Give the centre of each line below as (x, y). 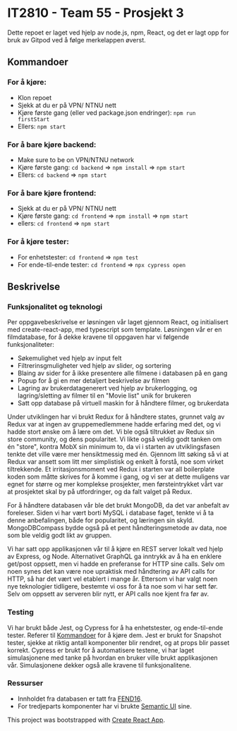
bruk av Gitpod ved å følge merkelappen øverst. (77, 39)
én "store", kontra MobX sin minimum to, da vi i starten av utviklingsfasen (114, 447)
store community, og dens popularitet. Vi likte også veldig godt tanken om (115, 439)
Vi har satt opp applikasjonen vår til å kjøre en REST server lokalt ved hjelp (115, 549)
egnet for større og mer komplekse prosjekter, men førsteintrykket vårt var (115, 484)
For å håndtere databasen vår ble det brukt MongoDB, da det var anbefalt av (119, 505)
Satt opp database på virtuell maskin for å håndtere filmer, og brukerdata (123, 403)
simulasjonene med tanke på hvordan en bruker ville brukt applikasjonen (113, 658)
